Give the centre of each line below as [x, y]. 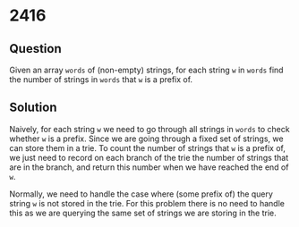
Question [35, 49]
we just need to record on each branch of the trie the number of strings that [149, 157]
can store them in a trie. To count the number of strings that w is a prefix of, [148, 147]
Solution [33, 108]
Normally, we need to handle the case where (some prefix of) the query [141, 194]
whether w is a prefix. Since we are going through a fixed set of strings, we [146, 139]
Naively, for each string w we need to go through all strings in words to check [149, 129]
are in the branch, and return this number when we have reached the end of [149, 167]
